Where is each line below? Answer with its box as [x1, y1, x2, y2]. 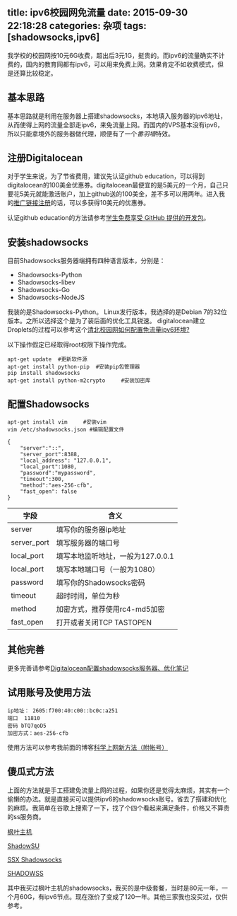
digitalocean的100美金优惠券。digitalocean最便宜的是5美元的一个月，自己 [7, 181, 222, 190]
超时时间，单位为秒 [56, 591, 120, 601]
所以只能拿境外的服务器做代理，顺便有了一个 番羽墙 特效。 [7, 129, 174, 138]
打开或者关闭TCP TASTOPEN [56, 618, 152, 627]
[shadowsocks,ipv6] [7, 31, 100, 44]
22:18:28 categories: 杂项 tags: [7, 20, 147, 32]
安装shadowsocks [7, 236, 89, 248]
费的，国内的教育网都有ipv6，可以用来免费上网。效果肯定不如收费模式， [7, 59, 218, 69]
